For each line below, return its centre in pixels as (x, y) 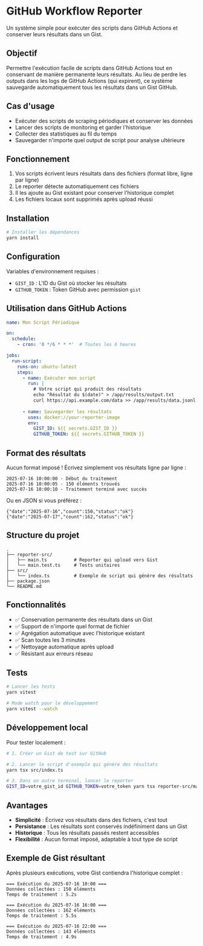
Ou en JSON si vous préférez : (44, 501)
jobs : (13, 356)
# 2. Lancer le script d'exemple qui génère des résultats (82, 764)
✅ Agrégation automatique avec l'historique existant (80, 633)
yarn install (23, 238)
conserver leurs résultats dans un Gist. (54, 34)
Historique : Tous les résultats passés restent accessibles (87, 832)
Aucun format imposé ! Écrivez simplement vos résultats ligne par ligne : (96, 468)
